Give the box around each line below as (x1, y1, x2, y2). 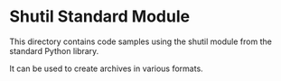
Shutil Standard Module (9, 6, 191, 27)
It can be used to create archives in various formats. (9, 63, 203, 74)
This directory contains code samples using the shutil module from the (9, 36, 273, 47)
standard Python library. (9, 45, 99, 56)
